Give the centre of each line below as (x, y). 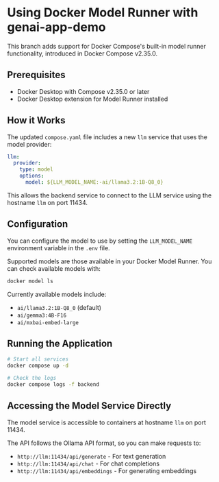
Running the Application (60, 344)
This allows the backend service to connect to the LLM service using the (109, 195)
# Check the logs (32, 378)
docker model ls (30, 281)
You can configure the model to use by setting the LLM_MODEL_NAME (100, 241)
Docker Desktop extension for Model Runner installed (92, 99)
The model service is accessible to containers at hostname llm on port (107, 422)
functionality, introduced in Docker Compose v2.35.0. (82, 53)
